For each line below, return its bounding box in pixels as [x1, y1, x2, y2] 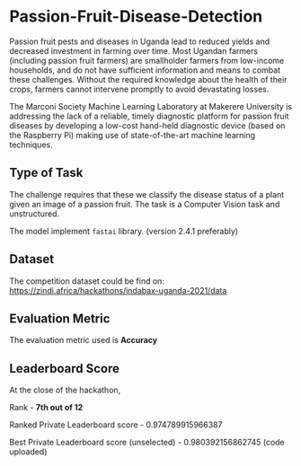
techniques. [9, 139, 53, 150]
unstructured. [9, 208, 60, 219]
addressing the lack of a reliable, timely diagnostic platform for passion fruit [9, 110, 289, 121]
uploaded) [9, 446, 48, 457]
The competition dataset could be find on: [9, 276, 164, 286]
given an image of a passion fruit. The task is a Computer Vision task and [9, 198, 280, 209]
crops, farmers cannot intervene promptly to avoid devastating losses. [9, 84, 270, 94]
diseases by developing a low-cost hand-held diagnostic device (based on [9, 119, 286, 131]
